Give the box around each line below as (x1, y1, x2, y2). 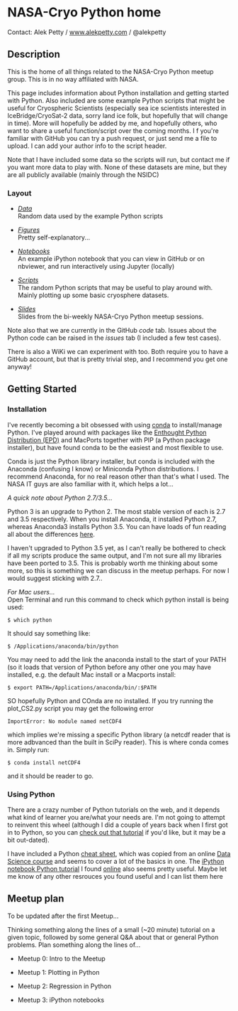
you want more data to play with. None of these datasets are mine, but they (7, 163, 227, 171)
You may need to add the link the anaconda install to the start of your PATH (7, 655, 227, 663)
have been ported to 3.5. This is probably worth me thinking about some (7, 559, 218, 567)
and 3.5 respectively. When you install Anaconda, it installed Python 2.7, (7, 515, 217, 523)
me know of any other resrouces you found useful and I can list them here (7, 872, 223, 881)
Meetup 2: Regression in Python (17, 982, 112, 990)
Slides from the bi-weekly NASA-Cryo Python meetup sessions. (17, 312, 204, 321)
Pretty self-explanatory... (17, 233, 91, 242)
